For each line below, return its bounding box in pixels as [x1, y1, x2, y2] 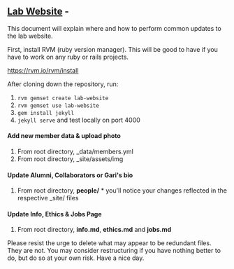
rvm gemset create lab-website [17, 95, 109, 102]
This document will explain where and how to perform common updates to [7, 24, 221, 32]
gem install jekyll [17, 109, 75, 116]
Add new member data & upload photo [7, 132, 121, 140]
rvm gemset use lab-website [17, 102, 99, 109]
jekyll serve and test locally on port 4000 [17, 116, 141, 124]
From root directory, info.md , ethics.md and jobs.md [17, 226, 172, 234]
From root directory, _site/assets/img [17, 155, 124, 163]
